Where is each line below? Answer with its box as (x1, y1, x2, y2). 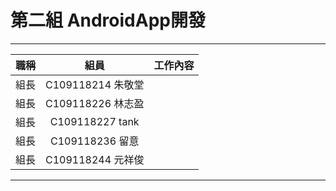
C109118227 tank (49, 114, 140, 128)
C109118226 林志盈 (45, 96, 145, 110)
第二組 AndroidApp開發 (10, 9, 206, 32)
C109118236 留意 (50, 134, 140, 148)
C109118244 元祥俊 (45, 152, 145, 166)
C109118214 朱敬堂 (45, 77, 145, 91)
